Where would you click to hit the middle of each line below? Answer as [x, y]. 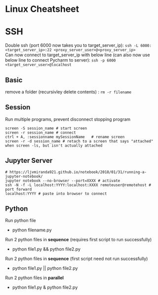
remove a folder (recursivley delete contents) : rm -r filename [68, 92]
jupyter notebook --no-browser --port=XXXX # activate [63, 181]
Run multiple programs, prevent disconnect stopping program [68, 119]
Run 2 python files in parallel [35, 278]
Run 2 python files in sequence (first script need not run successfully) [77, 259]
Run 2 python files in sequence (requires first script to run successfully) [79, 240]
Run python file [20, 221]
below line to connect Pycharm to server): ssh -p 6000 [60, 60]
